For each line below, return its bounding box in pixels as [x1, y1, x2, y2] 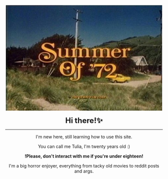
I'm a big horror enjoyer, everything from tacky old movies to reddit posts [8, 162, 159, 168]
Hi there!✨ [65, 115, 103, 125]
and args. [74, 168, 94, 174]
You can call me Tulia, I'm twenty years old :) [37, 143, 130, 149]
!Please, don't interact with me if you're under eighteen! [24, 153, 143, 159]
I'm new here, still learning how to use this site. [35, 133, 132, 139]
